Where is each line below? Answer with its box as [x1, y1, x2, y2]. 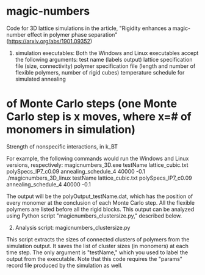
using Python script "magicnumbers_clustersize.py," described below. [6, 212, 182, 219]
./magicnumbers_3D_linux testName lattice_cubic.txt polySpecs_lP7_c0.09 [6, 174, 192, 182]
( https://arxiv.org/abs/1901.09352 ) [6, 37, 93, 45]
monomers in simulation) [6, 123, 136, 137]
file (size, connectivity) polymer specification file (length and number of [15, 62, 196, 70]
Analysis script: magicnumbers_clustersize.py [15, 224, 131, 231]
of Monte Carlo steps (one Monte [6, 97, 178, 111]
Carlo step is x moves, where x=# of [6, 110, 192, 123]
